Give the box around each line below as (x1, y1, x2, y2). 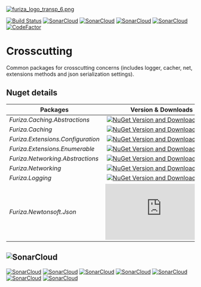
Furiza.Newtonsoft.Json (9, 208, 77, 216)
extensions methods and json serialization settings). (6, 70, 135, 78)
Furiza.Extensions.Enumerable (9, 144, 95, 153)
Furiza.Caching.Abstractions (9, 115, 90, 124)
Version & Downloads (130, 105, 193, 113)
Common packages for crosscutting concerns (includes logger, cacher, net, (6, 64, 193, 71)
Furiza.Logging (9, 174, 52, 182)
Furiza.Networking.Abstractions (9, 154, 99, 162)
